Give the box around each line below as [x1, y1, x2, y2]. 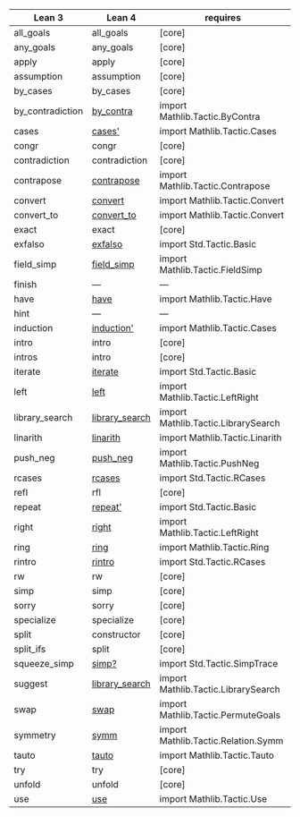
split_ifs [13, 643, 46, 655]
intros [13, 351, 38, 363]
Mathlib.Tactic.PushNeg [159, 457, 260, 469]
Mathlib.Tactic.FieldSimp [159, 264, 263, 276]
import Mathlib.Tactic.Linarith [159, 431, 283, 444]
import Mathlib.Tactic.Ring [159, 541, 270, 553]
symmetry [13, 729, 56, 741]
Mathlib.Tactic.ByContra [159, 111, 261, 123]
